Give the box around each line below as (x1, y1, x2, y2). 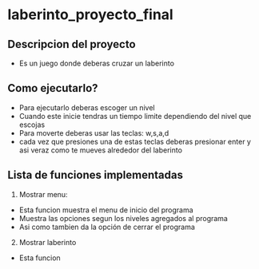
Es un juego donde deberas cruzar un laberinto (18, 58, 175, 68)
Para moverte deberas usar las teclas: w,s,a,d (18, 128, 169, 137)
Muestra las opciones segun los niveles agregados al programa (18, 213, 229, 223)
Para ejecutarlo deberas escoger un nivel (18, 102, 155, 113)
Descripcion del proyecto (7, 38, 137, 51)
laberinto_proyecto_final (7, 6, 173, 24)
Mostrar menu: (18, 189, 69, 199)
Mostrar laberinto (18, 237, 77, 247)
